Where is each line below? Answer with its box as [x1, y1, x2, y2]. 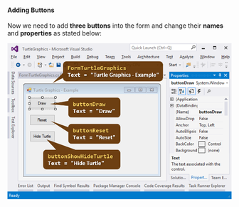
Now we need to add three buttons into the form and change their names [7, 21, 224, 30]
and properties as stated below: [7, 29, 102, 38]
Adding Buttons [7, 6, 55, 14]
